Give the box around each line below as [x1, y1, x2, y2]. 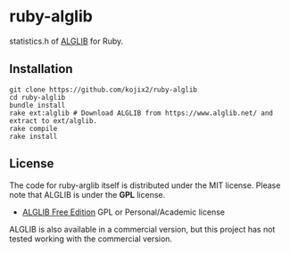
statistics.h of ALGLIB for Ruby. [9, 36, 124, 46]
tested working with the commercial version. [9, 233, 172, 244]
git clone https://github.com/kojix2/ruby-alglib [9, 85, 198, 94]
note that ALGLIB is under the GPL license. [9, 189, 166, 200]
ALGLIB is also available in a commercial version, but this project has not [9, 224, 276, 234]
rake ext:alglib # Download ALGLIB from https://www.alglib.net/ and [9, 109, 274, 118]
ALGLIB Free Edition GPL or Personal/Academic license [21, 207, 226, 217]
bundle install [9, 101, 66, 110]
